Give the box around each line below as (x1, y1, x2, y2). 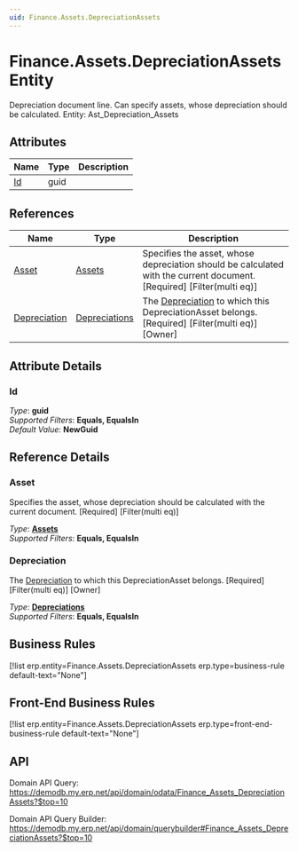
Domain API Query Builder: (9, 814, 107, 824)
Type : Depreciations (9, 601, 85, 612)
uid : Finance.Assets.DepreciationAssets (9, 12, 161, 22)
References (9, 206, 74, 221)
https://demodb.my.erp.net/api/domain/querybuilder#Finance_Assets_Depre (9, 823, 289, 834)
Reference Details (9, 450, 110, 465)
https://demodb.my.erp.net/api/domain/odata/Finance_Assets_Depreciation (9, 787, 286, 798)
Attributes (9, 134, 67, 149)
